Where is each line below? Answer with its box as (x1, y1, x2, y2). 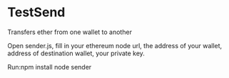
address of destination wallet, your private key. (7, 49, 145, 57)
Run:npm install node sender (7, 62, 92, 71)
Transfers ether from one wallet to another (7, 28, 132, 36)
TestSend (7, 4, 66, 21)
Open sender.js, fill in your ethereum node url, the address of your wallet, (7, 41, 223, 50)
